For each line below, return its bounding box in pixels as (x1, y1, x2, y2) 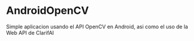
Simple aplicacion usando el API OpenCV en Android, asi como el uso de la (6, 23, 189, 30)
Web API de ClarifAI (6, 29, 54, 36)
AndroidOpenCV (6, 4, 90, 17)
